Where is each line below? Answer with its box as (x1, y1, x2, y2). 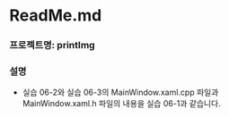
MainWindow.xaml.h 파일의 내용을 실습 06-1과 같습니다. (22, 98, 222, 109)
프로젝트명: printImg (9, 39, 96, 52)
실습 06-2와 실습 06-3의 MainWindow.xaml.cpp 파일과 (22, 87, 219, 98)
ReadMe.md (9, 5, 102, 26)
